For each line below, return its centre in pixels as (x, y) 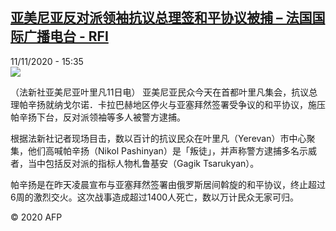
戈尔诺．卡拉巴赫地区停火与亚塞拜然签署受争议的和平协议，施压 (194, 104)
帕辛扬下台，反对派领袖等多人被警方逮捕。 (98, 117)
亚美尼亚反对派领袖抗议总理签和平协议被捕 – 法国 (161, 18)
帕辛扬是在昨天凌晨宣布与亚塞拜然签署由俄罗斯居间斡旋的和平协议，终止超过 (168, 184)
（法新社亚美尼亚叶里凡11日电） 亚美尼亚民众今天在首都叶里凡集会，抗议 (160, 92)
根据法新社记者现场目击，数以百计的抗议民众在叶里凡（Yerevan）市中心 (158, 138)
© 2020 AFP (36, 217)
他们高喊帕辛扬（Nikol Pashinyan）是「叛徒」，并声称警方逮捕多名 (163, 150)
